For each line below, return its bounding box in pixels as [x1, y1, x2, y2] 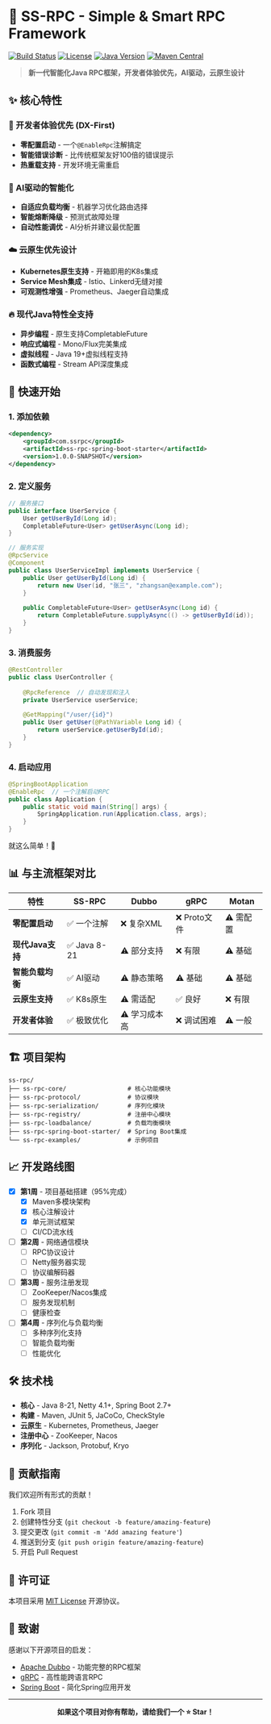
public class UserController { [8, 673, 114, 681]
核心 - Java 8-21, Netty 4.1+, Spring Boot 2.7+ [19, 1400, 172, 1410]
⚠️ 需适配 [120, 993, 156, 1004]
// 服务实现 [8, 544, 44, 552]
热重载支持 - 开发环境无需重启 [19, 160, 120, 169]
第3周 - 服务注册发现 [19, 1278, 90, 1288]
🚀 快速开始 [8, 385, 60, 399]
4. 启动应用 [8, 762, 52, 773]
